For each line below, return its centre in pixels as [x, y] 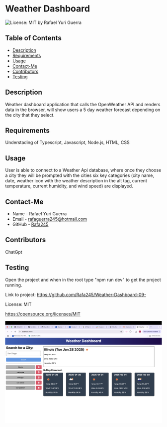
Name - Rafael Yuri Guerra [40, 214]
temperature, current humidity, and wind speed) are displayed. [69, 186]
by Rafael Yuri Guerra [60, 22]
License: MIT [18, 304]
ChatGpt [14, 252]
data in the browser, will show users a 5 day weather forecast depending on [83, 110]
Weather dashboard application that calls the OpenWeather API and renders [83, 104]
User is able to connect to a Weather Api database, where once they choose [83, 170]
